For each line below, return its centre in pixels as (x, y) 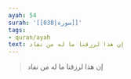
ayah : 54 (22, 15)
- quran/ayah (29, 37)
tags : (17, 30)
